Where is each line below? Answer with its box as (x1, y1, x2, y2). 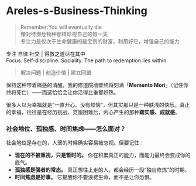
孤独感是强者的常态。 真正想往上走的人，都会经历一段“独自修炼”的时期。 (14, 166, 190, 174)
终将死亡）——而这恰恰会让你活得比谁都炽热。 (6, 89, 119, 96)
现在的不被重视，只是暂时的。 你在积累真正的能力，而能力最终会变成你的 (14, 151, 191, 159)
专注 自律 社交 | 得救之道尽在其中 (6, 50, 86, 57)
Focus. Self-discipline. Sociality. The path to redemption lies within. (6, 57, 169, 64)
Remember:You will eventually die (20, 23, 102, 31)
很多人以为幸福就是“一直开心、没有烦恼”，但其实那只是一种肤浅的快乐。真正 (6, 101, 190, 108)
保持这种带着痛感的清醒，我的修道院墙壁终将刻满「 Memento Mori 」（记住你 (6, 81, 189, 89)
